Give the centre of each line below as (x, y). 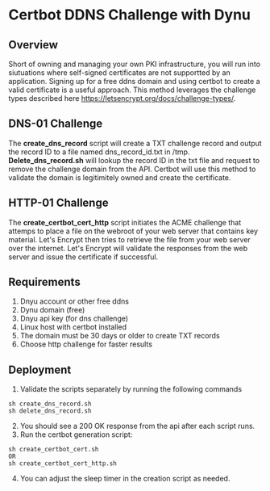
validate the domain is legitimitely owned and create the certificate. (120, 177)
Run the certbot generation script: (76, 434)
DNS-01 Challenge (56, 124)
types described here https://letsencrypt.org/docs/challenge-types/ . (122, 98)
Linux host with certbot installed (73, 327)
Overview (33, 45)
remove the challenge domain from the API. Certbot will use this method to (132, 169)
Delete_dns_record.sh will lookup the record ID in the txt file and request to (134, 160)
